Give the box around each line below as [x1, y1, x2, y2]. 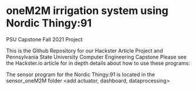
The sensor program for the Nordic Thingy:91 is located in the [6, 71, 156, 78]
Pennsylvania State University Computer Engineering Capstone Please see [6, 53, 187, 60]
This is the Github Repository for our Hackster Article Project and [6, 47, 163, 54]
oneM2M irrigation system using [6, 4, 168, 18]
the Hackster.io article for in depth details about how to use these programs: [6, 60, 191, 67]
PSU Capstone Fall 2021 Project [6, 36, 83, 43]
